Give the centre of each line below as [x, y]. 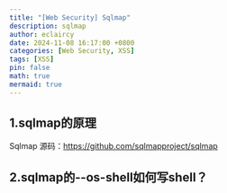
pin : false [30, 68]
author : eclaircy [42, 34]
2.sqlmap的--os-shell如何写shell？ [109, 177]
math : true [30, 76]
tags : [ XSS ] [32, 59]
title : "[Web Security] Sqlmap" [70, 18]
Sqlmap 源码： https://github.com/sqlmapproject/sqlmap [113, 146]
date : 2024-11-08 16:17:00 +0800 [72, 43]
